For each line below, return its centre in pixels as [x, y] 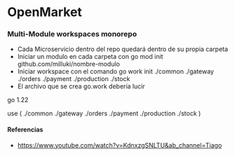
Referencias [25, 129]
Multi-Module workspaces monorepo [72, 34]
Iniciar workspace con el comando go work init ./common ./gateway [115, 71]
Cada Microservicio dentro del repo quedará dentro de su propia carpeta [123, 49]
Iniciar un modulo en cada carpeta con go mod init [90, 57]
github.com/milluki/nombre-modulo [69, 64]
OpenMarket [45, 12]
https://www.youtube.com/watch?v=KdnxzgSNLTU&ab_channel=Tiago [120, 145]
